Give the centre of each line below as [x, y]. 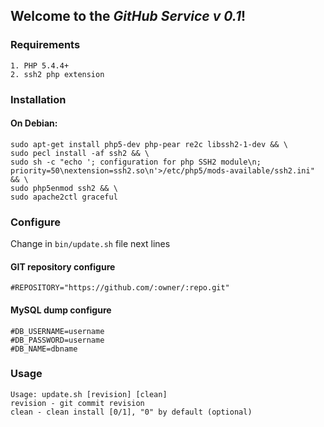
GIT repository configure [63, 266]
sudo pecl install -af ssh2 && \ [80, 153]
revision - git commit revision [77, 403]
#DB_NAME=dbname [44, 349]
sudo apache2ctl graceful [64, 197]
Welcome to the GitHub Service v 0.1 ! [128, 16]
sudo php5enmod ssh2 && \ [64, 188]
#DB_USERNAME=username [57, 331]
